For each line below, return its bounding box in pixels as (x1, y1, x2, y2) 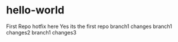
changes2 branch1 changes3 (6, 29, 77, 36)
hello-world (6, 3, 65, 17)
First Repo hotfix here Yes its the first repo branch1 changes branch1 (6, 23, 173, 30)
